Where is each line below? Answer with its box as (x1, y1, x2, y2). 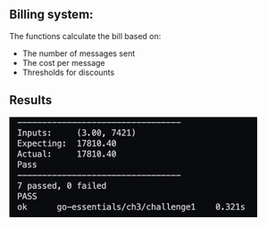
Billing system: (9, 7, 94, 22)
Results (9, 93, 53, 108)
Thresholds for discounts (21, 67, 115, 77)
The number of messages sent (21, 48, 136, 59)
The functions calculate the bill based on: (9, 30, 162, 41)
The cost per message (21, 57, 105, 68)
